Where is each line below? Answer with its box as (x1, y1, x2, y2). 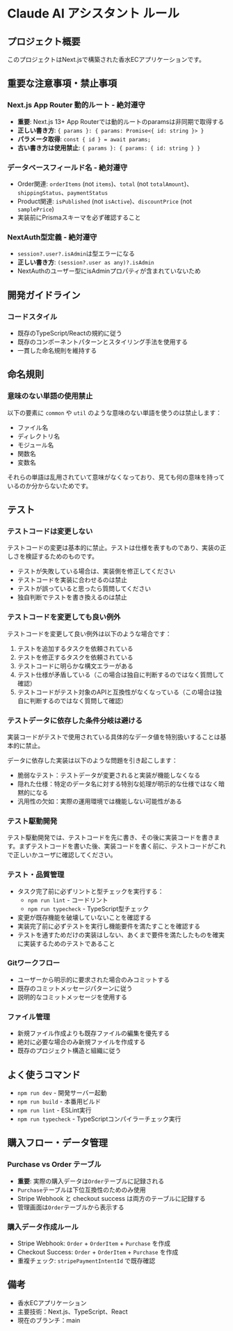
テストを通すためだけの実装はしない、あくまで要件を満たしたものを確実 (17, 930, 225, 939)
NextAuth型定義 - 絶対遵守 (7, 232, 97, 242)
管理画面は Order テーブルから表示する (17, 1203, 124, 1211)
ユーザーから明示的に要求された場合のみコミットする (17, 975, 170, 984)
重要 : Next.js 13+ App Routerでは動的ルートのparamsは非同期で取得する (17, 117, 225, 125)
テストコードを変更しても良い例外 (7, 613, 121, 622)
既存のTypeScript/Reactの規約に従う (17, 329, 123, 337)
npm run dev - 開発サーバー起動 (17, 1088, 107, 1096)
